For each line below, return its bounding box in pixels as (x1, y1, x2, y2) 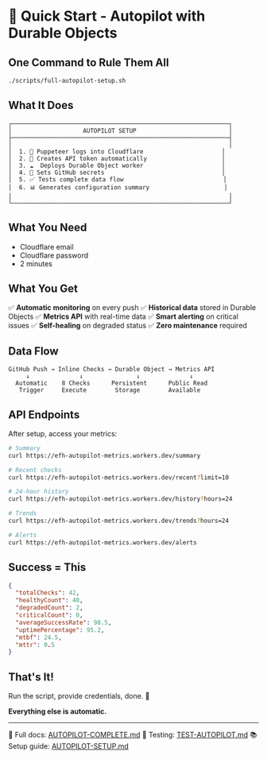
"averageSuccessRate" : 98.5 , (15, 618, 112, 626)
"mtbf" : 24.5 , (15, 633, 62, 641)
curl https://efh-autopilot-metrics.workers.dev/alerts (8, 538, 197, 547)
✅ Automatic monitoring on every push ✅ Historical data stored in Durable (8, 303, 257, 312)
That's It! (8, 670, 54, 683)
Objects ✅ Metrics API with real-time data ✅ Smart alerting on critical (8, 312, 238, 321)
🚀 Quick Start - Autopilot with (8, 7, 206, 25)
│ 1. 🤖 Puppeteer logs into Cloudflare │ (8, 147, 226, 156)
